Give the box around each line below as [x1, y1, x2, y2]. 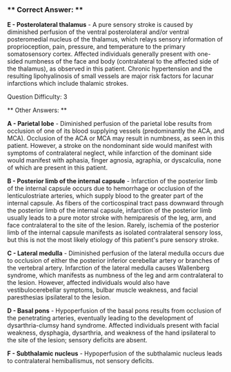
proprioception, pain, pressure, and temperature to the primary [7, 43, 186, 51]
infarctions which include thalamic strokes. [7, 80, 129, 88]
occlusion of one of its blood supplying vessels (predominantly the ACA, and [7, 127, 225, 136]
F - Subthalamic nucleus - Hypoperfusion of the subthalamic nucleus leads [7, 349, 223, 357]
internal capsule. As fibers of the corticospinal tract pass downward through [7, 199, 224, 207]
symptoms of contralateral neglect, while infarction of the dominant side [7, 149, 212, 157]
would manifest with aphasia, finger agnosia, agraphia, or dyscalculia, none [7, 156, 222, 165]
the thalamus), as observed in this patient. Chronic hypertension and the [7, 64, 212, 73]
